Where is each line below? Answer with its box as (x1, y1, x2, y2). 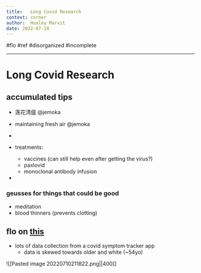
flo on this (6, 226, 45, 237)
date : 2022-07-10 (6, 25, 50, 32)
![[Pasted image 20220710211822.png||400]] (6, 260, 117, 268)
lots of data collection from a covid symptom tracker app (14, 243, 155, 250)
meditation (14, 203, 42, 210)
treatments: (14, 144, 44, 151)
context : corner (6, 14, 47, 20)
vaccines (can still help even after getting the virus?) (23, 155, 153, 162)
